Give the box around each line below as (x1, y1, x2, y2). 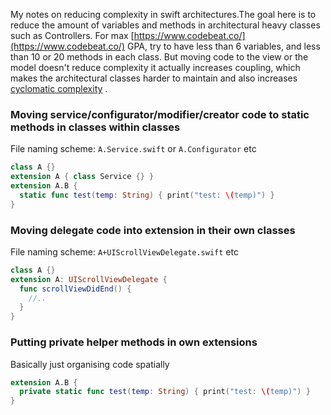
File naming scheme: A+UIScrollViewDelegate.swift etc (10, 245, 239, 258)
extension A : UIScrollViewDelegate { (10, 274, 168, 284)
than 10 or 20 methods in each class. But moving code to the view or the (10, 51, 309, 63)
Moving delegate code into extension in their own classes (10, 223, 296, 237)
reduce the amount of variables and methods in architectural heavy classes (10, 19, 321, 31)
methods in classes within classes (10, 120, 181, 134)
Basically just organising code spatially (10, 358, 170, 370)
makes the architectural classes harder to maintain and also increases (10, 72, 298, 84)
